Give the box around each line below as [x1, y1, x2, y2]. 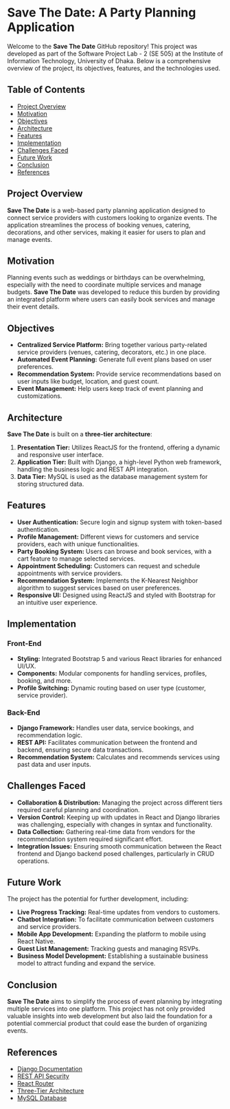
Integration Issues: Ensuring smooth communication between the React [16, 842, 222, 850]
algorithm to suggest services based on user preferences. [16, 583, 182, 592]
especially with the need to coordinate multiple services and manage [7, 280, 202, 289]
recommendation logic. [16, 730, 83, 739]
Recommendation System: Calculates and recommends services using [16, 752, 220, 761]
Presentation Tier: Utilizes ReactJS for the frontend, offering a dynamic [16, 443, 221, 451]
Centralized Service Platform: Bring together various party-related [16, 341, 207, 349]
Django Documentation [16, 1065, 82, 1073]
